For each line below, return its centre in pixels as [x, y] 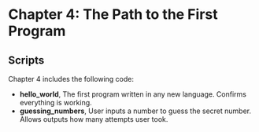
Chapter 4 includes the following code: [71, 79]
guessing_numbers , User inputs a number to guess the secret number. [135, 111]
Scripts [26, 60]
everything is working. [55, 103]
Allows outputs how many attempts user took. [94, 119]
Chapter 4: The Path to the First [113, 15]
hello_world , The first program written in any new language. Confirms [133, 94]
